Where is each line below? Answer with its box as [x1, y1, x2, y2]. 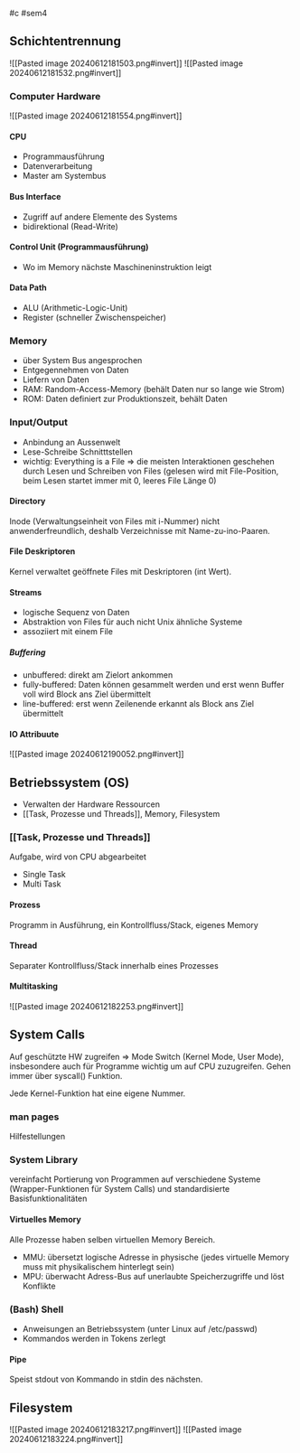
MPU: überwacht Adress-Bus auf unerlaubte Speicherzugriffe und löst [22, 1270, 285, 1281]
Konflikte [22, 1280, 56, 1291]
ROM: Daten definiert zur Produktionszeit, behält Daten [22, 393, 228, 405]
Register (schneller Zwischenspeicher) [22, 312, 167, 323]
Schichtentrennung [9, 33, 122, 49]
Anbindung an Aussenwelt [22, 436, 121, 447]
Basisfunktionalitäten [9, 1193, 88, 1205]
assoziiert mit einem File [22, 626, 113, 637]
